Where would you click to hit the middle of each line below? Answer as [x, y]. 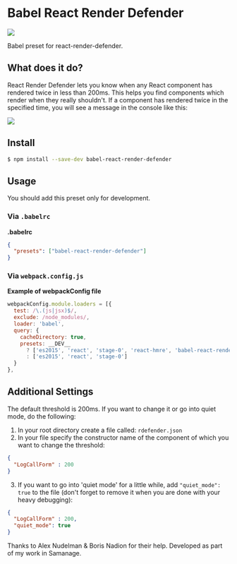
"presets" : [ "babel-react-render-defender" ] [80, 251]
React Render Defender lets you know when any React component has [110, 85]
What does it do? [45, 68]
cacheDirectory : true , [53, 337]
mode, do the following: [42, 416]
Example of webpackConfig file [54, 292]
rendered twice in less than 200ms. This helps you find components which [116, 92]
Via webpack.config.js [45, 276]
